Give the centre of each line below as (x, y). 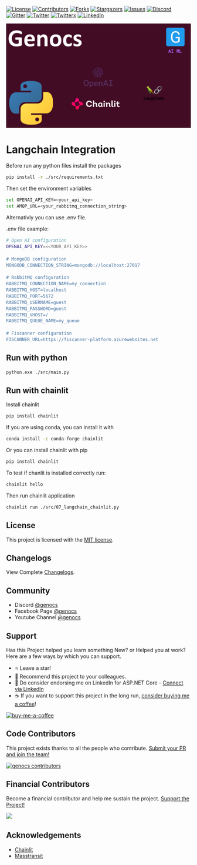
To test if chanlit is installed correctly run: (56, 473)
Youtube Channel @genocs (47, 617)
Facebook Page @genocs (46, 611)
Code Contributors (41, 734)
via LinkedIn (29, 689)
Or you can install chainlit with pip (47, 450)
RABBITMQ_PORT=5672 (30, 296)
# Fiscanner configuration (39, 333)
